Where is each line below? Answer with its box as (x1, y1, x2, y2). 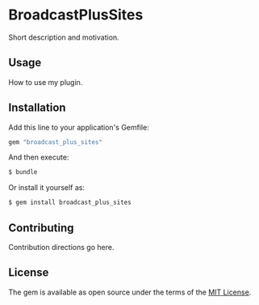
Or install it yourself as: (8, 183, 85, 193)
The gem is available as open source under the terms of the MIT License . (8, 287, 252, 297)
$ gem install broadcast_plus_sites (8, 198, 132, 207)
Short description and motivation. (8, 32, 119, 42)
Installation (8, 101, 66, 115)
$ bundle (8, 168, 38, 176)
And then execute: (8, 152, 69, 163)
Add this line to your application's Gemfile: (8, 122, 149, 132)
